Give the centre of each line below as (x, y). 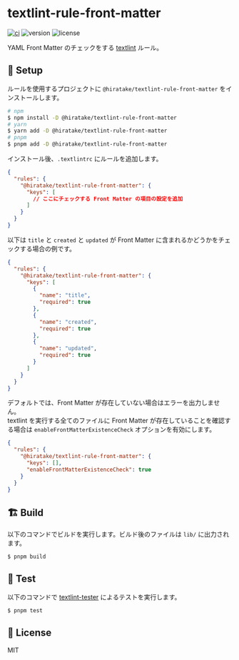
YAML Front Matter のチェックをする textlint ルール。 (85, 47)
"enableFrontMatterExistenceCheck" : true (89, 469)
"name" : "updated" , (68, 349)
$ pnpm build (27, 557)
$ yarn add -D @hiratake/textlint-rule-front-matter (87, 131)
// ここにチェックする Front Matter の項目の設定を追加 (108, 199)
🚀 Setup (25, 70)
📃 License (30, 633)
